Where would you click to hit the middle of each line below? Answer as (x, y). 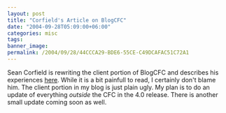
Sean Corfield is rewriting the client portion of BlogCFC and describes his (113, 72)
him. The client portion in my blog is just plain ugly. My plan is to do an (108, 87)
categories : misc (33, 33)
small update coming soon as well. (57, 102)
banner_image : (28, 46)
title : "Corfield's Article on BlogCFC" (67, 20)
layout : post (26, 14)
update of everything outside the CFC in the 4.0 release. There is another (113, 94)
